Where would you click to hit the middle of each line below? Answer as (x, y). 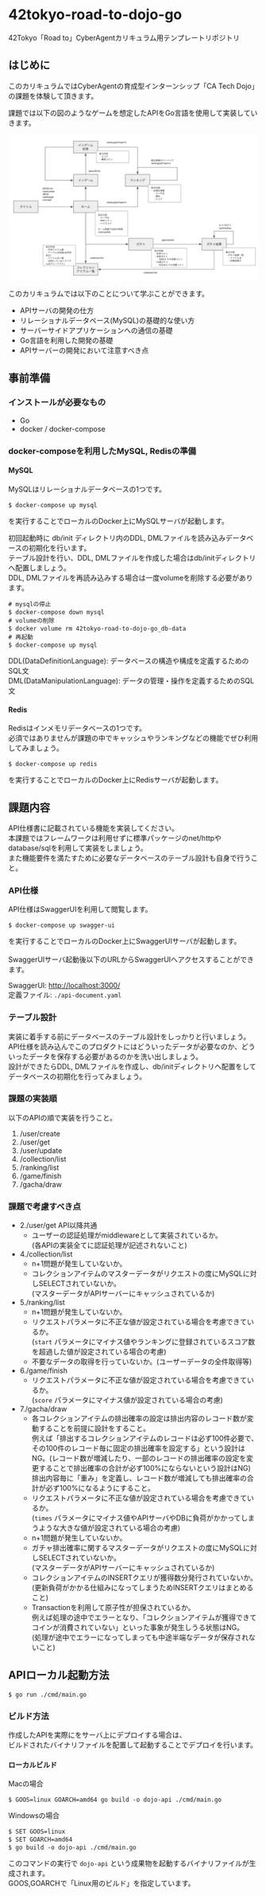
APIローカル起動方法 (59, 1675)
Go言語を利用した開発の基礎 (66, 341)
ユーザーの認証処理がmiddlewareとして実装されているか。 (127, 1235)
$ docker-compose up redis (53, 764)
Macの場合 (26, 1784)
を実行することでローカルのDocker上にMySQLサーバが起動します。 (118, 521)
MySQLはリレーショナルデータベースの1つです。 (87, 489)
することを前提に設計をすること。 (94, 1429)
